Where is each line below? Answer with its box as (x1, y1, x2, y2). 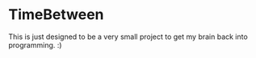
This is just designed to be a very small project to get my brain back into (8, 32, 248, 41)
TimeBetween (8, 6, 104, 24)
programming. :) (8, 40, 62, 49)
